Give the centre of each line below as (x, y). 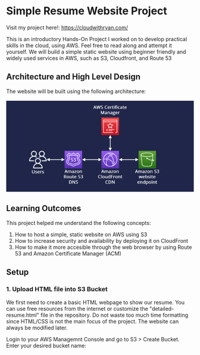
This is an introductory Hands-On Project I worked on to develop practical (97, 39)
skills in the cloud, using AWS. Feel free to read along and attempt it (89, 45)
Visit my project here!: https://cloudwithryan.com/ (67, 27)
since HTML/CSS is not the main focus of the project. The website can (93, 321)
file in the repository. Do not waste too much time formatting (115, 315)
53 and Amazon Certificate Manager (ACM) (68, 253)
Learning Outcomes (44, 209)
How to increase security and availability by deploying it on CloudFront (101, 240)
